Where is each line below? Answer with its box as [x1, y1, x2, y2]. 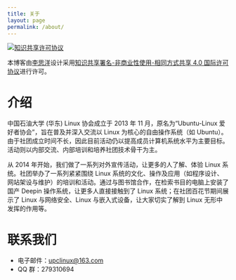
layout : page [7, 17, 46, 24]
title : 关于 [7, 10, 40, 18]
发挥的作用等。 [7, 205, 51, 213]
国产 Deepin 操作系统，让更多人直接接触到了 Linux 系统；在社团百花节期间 [7, 187, 223, 196]
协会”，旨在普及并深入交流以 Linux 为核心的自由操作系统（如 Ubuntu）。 [19, 128, 228, 136]
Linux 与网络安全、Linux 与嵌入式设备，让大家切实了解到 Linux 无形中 [20, 196, 223, 204]
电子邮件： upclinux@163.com [17, 256, 104, 265]
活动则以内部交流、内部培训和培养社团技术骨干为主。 [7, 146, 162, 154]
